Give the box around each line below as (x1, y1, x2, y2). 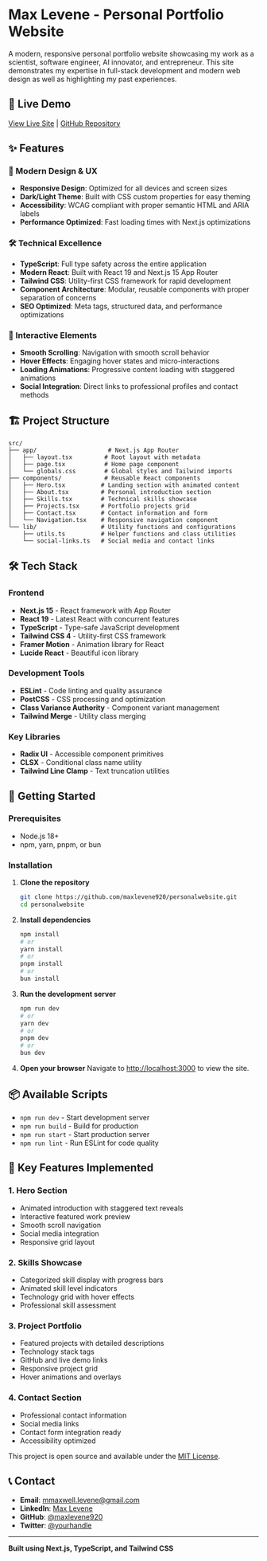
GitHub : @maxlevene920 (19, 1512, 103, 1522)
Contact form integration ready (19, 1427, 122, 1437)
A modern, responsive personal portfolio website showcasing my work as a (8, 49, 254, 58)
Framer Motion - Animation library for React (19, 639, 164, 649)
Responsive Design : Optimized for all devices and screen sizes (19, 183, 228, 193)
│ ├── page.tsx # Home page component (8, 460, 180, 468)
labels (19, 209, 40, 218)
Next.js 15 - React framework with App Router (19, 606, 172, 615)
